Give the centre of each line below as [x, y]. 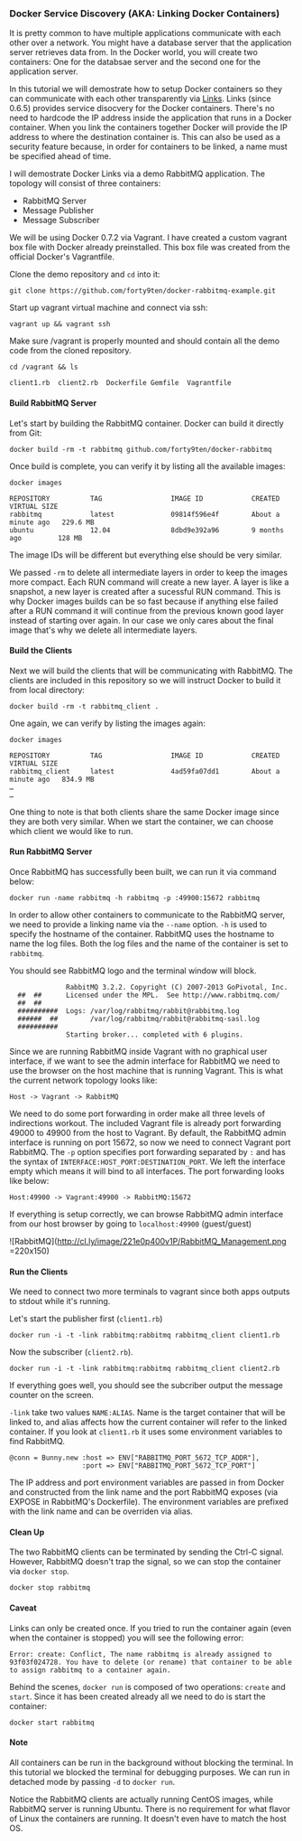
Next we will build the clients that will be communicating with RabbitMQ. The [151, 671]
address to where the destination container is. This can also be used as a [145, 137]
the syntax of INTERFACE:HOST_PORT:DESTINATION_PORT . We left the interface [147, 1161]
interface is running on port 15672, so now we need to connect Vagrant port [150, 1142]
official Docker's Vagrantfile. [62, 257]
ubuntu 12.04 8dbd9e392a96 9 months [146, 530]
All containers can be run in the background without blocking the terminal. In [151, 1762]
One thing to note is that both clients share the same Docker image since [144, 812]
